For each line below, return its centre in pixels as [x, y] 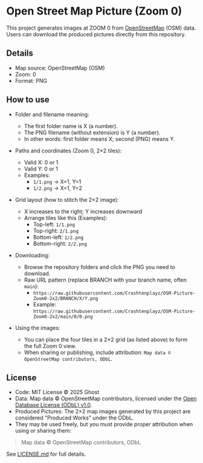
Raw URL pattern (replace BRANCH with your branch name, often [105, 280]
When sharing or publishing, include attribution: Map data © [97, 352]
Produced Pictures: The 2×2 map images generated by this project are [103, 412]
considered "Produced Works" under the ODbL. [74, 418]
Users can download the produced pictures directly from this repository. [96, 34]
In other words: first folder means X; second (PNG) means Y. [99, 139]
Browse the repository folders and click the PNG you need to [99, 267]
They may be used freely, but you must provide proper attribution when [104, 424]
